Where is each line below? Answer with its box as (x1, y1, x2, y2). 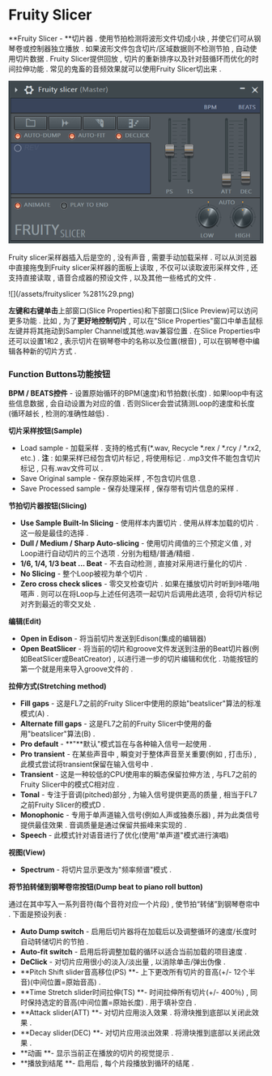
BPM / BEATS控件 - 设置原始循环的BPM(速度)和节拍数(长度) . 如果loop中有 (8, 388, 257, 398)
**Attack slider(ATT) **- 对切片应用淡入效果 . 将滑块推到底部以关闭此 (19, 1008, 253, 1018)
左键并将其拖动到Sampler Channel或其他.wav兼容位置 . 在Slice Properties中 (8, 326, 261, 336)
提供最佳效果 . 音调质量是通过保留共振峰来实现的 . (19, 821, 187, 830)
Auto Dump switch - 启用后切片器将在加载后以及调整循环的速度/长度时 (19, 927, 257, 937)
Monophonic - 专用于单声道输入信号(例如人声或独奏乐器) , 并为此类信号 (19, 810, 261, 820)
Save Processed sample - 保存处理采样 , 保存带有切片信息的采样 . (19, 484, 239, 494)
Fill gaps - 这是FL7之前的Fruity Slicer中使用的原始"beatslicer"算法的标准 (19, 699, 261, 709)
